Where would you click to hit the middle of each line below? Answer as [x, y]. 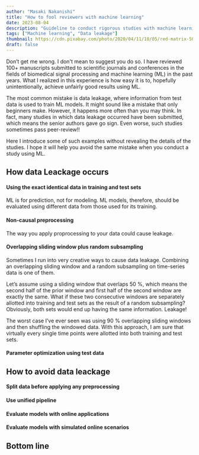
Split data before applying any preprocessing [63, 387]
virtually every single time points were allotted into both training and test [94, 333]
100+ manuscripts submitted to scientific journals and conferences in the [95, 67]
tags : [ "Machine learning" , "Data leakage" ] [62, 34]
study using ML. [26, 153]
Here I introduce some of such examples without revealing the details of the [99, 141]
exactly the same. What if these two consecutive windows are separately [95, 296]
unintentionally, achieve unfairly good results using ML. [73, 86]
